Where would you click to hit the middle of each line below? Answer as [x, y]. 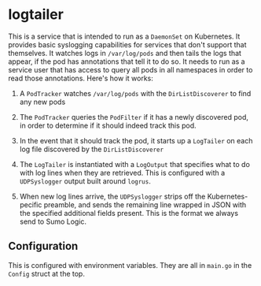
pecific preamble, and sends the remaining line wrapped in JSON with [133, 204]
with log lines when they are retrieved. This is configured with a [122, 173]
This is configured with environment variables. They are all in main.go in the [130, 265]
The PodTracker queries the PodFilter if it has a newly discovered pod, [134, 117]
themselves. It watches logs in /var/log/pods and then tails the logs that [125, 53]
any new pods [42, 102]
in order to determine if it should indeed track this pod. [108, 125]
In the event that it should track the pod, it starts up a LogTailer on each [136, 140]
